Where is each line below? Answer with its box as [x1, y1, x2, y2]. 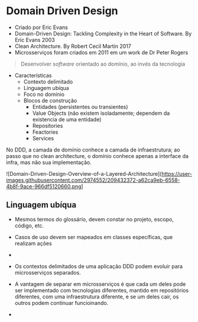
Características [14, 72, 52, 79]
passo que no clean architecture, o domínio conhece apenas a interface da [6, 152, 189, 159]
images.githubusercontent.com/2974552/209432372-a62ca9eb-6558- [6, 176, 180, 183]
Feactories [32, 128, 59, 136]
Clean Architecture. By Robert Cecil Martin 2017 [14, 43, 131, 50]
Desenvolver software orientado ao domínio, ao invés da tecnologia [20, 60, 186, 67]
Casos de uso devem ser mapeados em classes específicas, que [14, 233, 173, 240]
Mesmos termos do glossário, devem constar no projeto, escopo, [14, 215, 174, 223]
